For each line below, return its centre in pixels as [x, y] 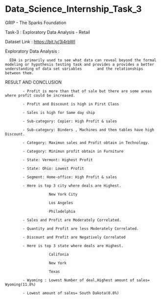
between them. [20, 73]
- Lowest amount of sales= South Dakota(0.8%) [71, 293]
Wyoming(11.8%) [21, 284]
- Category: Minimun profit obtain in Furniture [73, 151]
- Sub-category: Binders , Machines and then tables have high [88, 130]
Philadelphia [62, 211]
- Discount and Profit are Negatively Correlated [74, 237]
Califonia [59, 254]
